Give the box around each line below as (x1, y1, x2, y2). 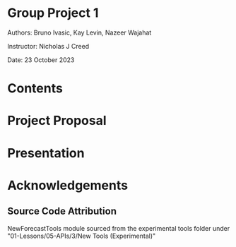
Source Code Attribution (7, 205, 117, 217)
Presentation (7, 145, 85, 161)
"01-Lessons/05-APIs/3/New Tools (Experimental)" (7, 231, 156, 240)
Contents (7, 80, 64, 97)
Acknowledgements (7, 177, 129, 193)
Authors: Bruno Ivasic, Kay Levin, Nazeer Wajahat (7, 28, 152, 37)
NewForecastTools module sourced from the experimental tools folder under (7, 224, 230, 232)
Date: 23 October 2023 (7, 55, 75, 64)
